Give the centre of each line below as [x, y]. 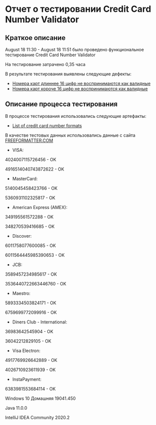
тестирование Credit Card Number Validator [50, 55]
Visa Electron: [26, 351]
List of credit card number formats [47, 125]
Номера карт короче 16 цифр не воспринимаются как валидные [80, 89]
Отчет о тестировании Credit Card [78, 9]
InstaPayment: [27, 379]
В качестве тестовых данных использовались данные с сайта [70, 135]
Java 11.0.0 [16, 408]
